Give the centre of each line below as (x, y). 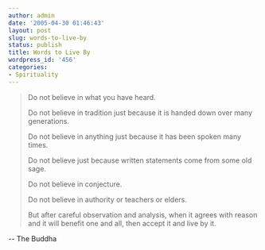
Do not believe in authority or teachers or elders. (107, 199)
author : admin (32, 15)
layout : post (30, 30)
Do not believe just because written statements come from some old (140, 160)
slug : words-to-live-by (48, 38)
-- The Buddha (33, 238)
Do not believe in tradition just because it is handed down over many (140, 113)
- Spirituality (33, 75)
